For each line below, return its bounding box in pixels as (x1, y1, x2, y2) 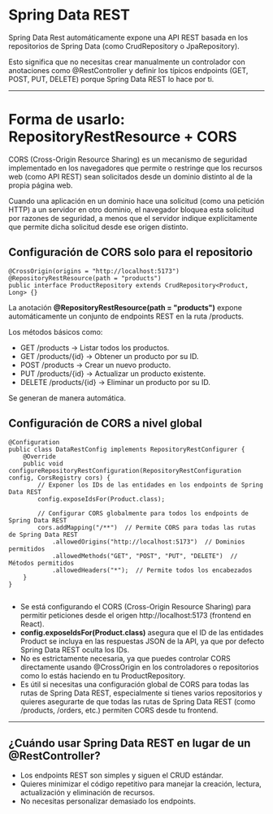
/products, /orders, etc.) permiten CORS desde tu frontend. (19, 705, 219, 715)
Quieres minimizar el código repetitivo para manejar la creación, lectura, (19, 779, 262, 789)
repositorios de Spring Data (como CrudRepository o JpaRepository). (8, 41, 240, 50)
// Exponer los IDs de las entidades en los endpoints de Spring (37, 481, 264, 489)
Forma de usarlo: (8, 110, 126, 129)
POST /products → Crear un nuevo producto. (19, 360, 171, 370)
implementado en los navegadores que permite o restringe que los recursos (8, 162, 262, 172)
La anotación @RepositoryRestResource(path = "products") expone (8, 302, 242, 312)
